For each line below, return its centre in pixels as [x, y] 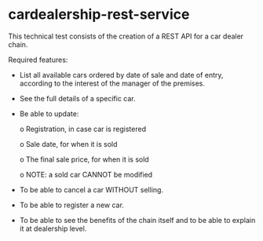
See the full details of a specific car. [77, 98]
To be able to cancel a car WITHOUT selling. [91, 189]
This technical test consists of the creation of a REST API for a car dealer [126, 36]
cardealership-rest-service [99, 15]
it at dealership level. [53, 228]
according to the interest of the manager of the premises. [112, 83]
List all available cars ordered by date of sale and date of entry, [121, 75]
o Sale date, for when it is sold [68, 144]
